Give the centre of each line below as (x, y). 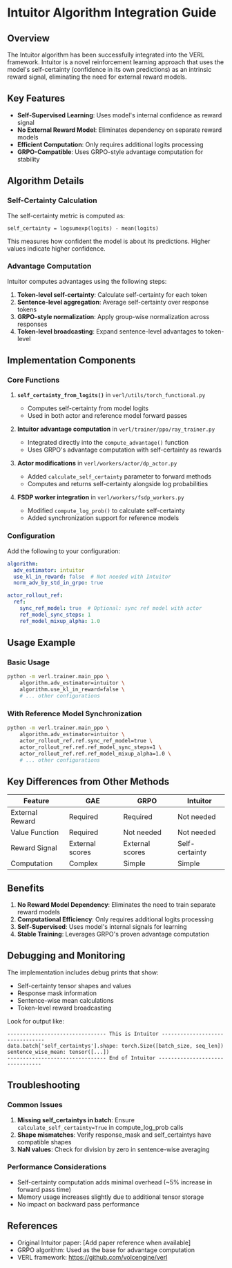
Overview (29, 38)
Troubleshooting (44, 1085)
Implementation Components (71, 361)
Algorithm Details (46, 181)
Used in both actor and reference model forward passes (107, 416)
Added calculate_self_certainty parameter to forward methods (119, 477)
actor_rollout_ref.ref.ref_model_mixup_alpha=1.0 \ (95, 753)
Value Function (35, 832)
